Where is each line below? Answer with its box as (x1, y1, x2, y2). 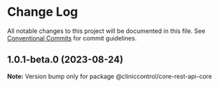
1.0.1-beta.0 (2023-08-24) (7, 54, 124, 66)
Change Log (7, 4, 78, 20)
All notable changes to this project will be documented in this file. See (7, 27, 206, 35)
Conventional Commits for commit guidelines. (7, 34, 137, 42)
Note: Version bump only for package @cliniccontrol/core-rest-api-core (7, 72, 212, 80)
